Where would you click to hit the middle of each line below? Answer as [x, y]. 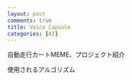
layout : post [26, 14]
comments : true [30, 21]
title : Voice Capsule [39, 27]
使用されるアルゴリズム [41, 70]
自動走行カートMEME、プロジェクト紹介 [66, 55]
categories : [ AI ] [33, 34]
